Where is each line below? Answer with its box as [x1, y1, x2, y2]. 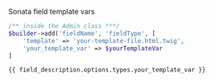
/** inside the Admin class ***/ [8, 22, 120, 30]
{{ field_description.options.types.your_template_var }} [8, 66, 206, 74]
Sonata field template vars [8, 7, 95, 16]
